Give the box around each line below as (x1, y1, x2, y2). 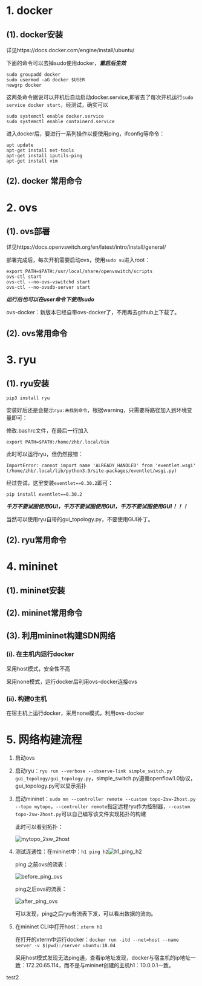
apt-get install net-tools (6, 147, 74, 154)
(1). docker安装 (6, 29, 64, 39)
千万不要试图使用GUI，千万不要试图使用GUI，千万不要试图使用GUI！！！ (6, 502, 189, 510)
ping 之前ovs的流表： (15, 861, 68, 868)
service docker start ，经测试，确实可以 (6, 101, 109, 108)
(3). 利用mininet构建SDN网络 (6, 630, 116, 641)
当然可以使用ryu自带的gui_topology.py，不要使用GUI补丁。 (6, 515, 154, 522)
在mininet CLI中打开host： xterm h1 (15, 923, 103, 930)
